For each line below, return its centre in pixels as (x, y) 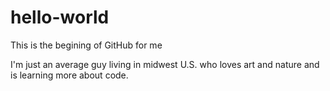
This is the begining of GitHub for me (86, 45)
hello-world (60, 17)
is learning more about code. (69, 75)
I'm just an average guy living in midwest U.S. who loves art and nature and (165, 64)
